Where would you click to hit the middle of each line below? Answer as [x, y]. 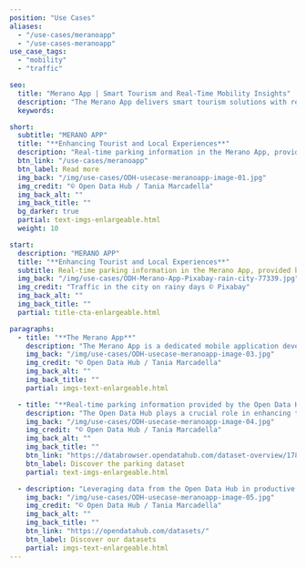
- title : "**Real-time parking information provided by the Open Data [154, 405]
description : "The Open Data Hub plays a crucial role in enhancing [158, 413]
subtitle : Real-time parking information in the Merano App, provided [154, 270]
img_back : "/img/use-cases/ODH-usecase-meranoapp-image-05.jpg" [150, 497]
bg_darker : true [48, 212]
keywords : [36, 110]
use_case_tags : [38, 52]
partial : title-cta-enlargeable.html [89, 312]
